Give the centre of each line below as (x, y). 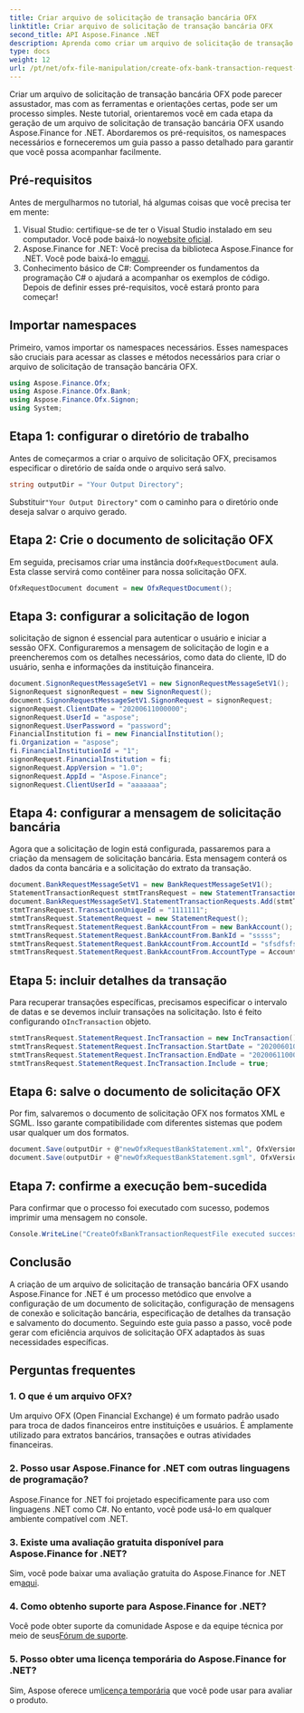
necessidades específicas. (59, 1341)
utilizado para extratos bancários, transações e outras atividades (130, 1435)
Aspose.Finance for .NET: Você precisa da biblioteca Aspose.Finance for (158, 248)
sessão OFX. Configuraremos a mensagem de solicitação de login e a (139, 648)
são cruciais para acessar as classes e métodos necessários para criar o (145, 357)
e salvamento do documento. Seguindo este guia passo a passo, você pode (151, 1322)
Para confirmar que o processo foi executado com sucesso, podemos (139, 1207)
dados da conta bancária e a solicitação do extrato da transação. (130, 868)
